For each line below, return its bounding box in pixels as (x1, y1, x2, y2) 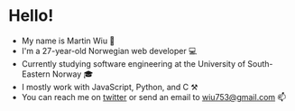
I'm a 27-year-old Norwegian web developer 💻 (21, 45, 198, 56)
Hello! (8, 5, 54, 26)
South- (246, 58, 273, 69)
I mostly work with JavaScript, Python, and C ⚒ (21, 81, 198, 92)
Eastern (21, 69, 51, 79)
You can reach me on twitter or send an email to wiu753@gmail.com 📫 (21, 91, 286, 102)
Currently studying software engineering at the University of (21, 58, 245, 69)
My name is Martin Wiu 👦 (21, 35, 115, 46)
